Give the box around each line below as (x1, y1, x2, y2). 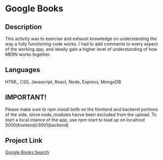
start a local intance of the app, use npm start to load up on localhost (5, 117, 145, 122)
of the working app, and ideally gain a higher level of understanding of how (5, 46, 158, 52)
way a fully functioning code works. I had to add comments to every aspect (5, 41, 159, 47)
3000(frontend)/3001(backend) (5, 122, 69, 128)
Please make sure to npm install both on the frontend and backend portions (5, 106, 159, 112)
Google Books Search (5, 149, 49, 156)
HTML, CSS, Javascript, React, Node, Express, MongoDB (5, 79, 122, 84)
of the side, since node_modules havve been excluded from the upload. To (5, 112, 157, 118)
